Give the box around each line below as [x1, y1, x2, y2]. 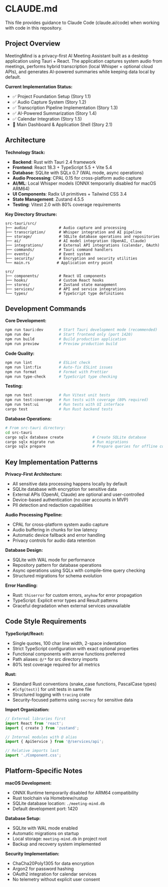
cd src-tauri [5, 430, 32, 435]
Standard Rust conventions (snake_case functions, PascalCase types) [12, 681, 157, 687]
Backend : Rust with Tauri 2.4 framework [12, 159, 96, 165]
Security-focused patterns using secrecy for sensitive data [12, 696, 133, 703]
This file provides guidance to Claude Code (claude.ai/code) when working [5, 20, 160, 26]
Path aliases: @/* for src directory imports [12, 656, 98, 662]
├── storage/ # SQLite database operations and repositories [5, 234, 160, 239]
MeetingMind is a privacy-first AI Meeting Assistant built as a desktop [5, 53, 148, 59]
